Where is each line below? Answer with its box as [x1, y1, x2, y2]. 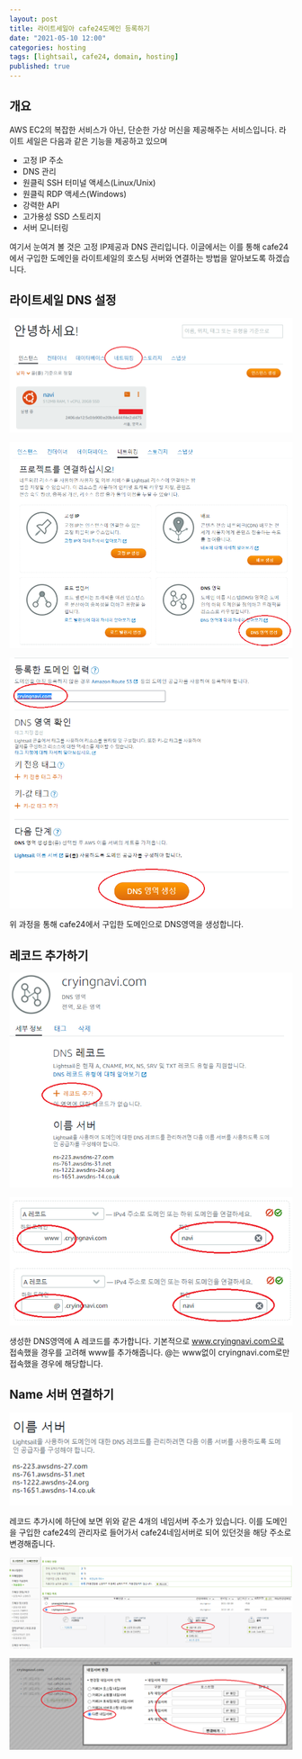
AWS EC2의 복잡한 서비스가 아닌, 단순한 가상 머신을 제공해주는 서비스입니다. [9, 124, 277, 135]
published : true [9, 62, 70, 71]
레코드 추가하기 [9, 948, 89, 963]
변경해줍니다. [9, 1538, 56, 1548]
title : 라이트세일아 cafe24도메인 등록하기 [9, 23, 150, 33]
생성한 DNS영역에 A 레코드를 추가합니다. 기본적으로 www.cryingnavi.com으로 [9, 1336, 285, 1347]
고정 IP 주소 [22, 154, 64, 166]
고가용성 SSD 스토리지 [22, 211, 102, 221]
